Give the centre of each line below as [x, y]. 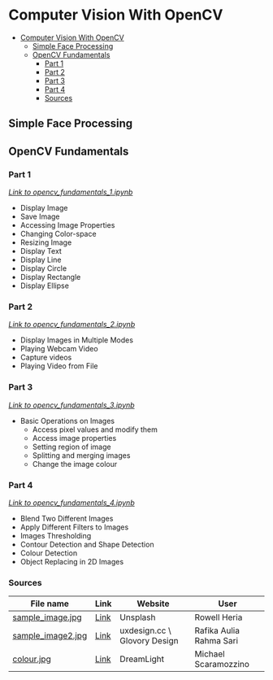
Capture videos [46, 357]
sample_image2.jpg [50, 636]
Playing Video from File [59, 366]
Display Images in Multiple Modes [77, 340]
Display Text [41, 251]
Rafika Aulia [217, 630]
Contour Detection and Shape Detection [87, 544]
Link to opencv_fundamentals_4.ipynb [72, 503]
